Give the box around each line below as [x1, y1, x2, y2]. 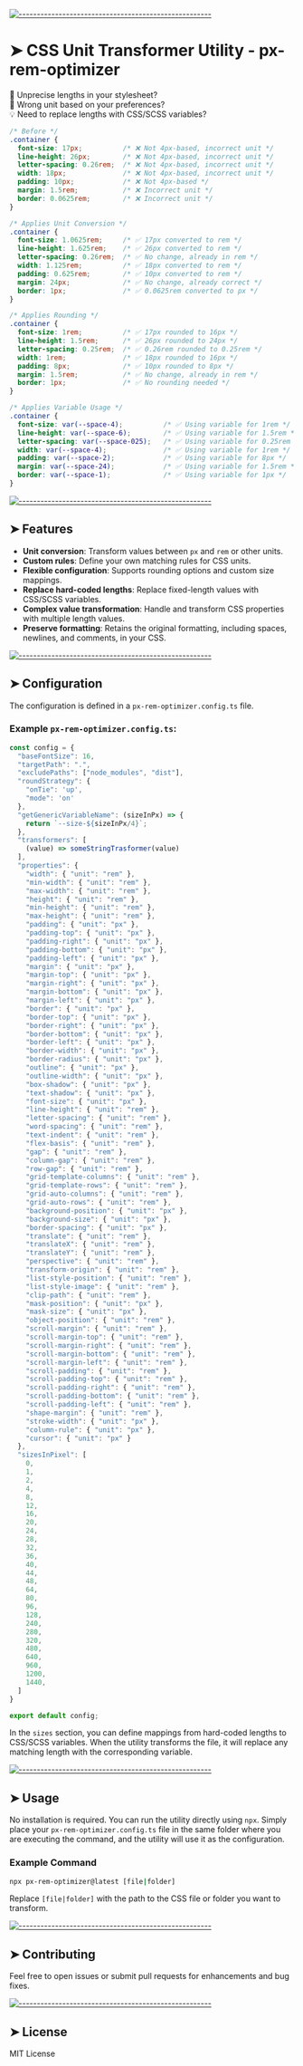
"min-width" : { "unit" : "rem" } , [25, 878, 152, 887]
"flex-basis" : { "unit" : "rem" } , [25, 1139, 156, 1148]
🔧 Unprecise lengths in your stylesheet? [9, 89, 158, 100]
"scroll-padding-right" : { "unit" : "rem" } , [25, 1383, 196, 1392]
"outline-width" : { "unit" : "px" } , [25, 1071, 165, 1081]
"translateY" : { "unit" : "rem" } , [25, 1248, 156, 1258]
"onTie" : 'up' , [25, 785, 83, 794]
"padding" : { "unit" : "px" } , [25, 920, 140, 929]
